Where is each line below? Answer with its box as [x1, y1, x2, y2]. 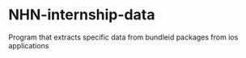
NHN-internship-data [8, 6, 155, 24]
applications [8, 40, 49, 50]
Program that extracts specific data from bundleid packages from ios [8, 32, 239, 42]
